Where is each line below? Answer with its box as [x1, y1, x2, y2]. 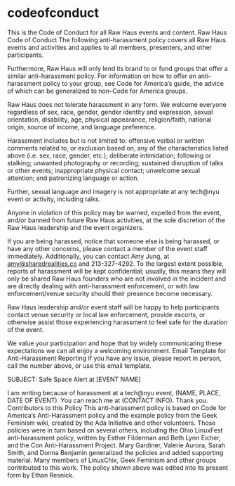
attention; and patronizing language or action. [7, 174, 139, 182]
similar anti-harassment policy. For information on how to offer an [7, 72, 196, 80]
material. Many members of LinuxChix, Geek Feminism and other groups [7, 456, 217, 464]
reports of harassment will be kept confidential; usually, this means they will [7, 267, 227, 275]
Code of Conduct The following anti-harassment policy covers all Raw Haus [7, 35, 227, 44]
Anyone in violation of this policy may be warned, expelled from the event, [7, 208, 222, 217]
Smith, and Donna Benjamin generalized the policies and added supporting [7, 448, 224, 456]
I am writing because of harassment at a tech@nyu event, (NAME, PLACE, [7, 388, 221, 397]
